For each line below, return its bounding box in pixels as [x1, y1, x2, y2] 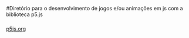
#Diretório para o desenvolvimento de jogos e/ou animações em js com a [6, 5, 183, 12]
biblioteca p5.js [6, 11, 43, 18]
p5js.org [6, 25, 26, 32]
